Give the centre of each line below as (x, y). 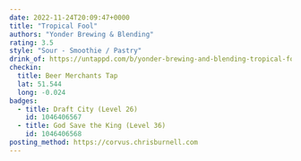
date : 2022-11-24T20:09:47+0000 (69, 17)
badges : (24, 101)
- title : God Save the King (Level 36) (92, 126)
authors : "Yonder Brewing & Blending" (82, 34)
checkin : (26, 68)
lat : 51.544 (40, 84)
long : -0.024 (42, 92)
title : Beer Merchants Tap (68, 76)
